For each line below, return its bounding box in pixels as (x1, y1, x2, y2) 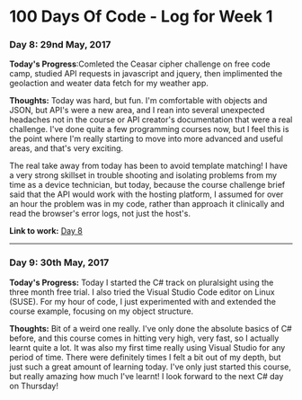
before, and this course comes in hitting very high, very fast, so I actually (9, 333, 280, 343)
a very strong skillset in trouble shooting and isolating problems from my (9, 170, 277, 181)
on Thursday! (9, 380, 58, 391)
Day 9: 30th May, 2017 (9, 256, 110, 269)
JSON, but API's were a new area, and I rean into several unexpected (9, 105, 265, 116)
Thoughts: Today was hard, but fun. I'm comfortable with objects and (9, 95, 268, 106)
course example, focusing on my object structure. (9, 306, 194, 316)
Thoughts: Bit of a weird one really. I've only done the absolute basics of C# (9, 323, 292, 333)
